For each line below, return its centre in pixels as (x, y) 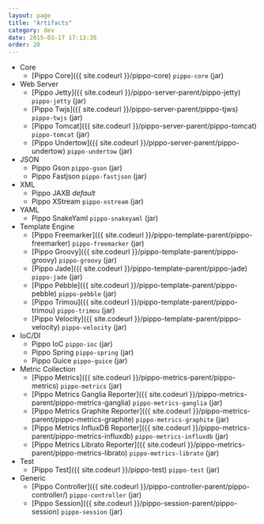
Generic (32, 478)
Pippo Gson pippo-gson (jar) (77, 168)
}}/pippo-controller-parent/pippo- (195, 487)
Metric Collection (48, 369)
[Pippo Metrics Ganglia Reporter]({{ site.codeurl (109, 395)
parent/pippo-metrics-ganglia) (81, 402)
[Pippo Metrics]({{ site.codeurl (81, 378)
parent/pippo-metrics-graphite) (83, 420)
